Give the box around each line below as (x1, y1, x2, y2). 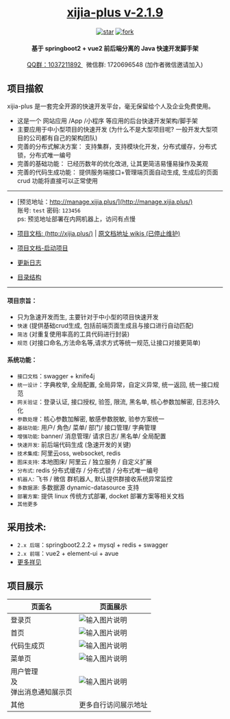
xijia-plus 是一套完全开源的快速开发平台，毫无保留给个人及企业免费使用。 (7, 101, 214, 110)
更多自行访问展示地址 (79, 700, 149, 709)
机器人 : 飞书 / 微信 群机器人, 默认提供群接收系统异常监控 (16, 475, 173, 483)
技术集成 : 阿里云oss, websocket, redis (16, 449, 121, 457)
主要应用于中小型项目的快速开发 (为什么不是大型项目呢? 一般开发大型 (16, 125, 212, 133)
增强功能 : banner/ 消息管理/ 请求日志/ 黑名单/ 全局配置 (16, 432, 166, 440)
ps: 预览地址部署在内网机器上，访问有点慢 (16, 215, 136, 223)
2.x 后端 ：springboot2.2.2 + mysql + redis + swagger (16, 541, 169, 549)
